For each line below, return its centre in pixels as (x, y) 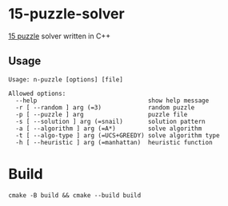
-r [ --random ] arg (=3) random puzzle (105, 107)
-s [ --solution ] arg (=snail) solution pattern (110, 121)
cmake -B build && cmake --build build (75, 195)
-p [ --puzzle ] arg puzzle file (102, 114)
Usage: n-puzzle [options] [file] (66, 79)
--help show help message (112, 101)
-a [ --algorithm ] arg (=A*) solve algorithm (109, 129)
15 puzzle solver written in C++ (59, 36)
